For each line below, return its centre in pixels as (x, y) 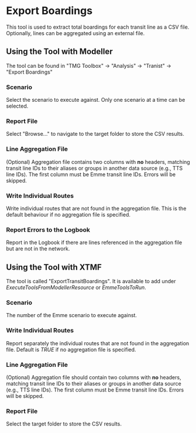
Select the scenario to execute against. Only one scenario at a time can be (96, 100)
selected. (17, 106)
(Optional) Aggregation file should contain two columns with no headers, (94, 377)
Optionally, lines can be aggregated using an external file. (75, 33)
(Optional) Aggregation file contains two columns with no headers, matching (98, 161)
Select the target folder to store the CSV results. (64, 424)
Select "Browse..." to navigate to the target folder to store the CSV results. (95, 134)
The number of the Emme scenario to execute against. (72, 315)
